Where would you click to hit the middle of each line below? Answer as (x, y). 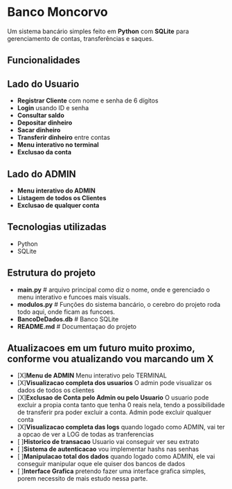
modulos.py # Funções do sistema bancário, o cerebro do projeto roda (119, 304)
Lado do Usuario (43, 84)
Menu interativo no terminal (58, 145)
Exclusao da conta (44, 152)
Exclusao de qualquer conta (58, 205)
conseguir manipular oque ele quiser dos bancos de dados (101, 464)
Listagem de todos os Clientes (62, 197)
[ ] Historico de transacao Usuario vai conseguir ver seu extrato (108, 442)
